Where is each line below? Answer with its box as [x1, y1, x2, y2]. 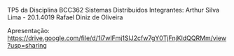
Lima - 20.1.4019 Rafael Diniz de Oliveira [7, 13, 123, 21]
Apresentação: [7, 27, 50, 35]
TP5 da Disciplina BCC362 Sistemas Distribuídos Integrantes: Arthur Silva [7, 6, 219, 14]
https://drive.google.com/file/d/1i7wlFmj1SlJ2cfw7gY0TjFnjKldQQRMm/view [7, 34, 226, 42]
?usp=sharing [7, 41, 47, 49]
